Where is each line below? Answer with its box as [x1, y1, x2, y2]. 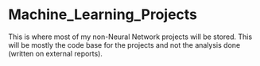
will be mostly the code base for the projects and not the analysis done [8, 40, 241, 49]
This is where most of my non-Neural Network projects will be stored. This [8, 32, 253, 41]
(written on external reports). [8, 49, 103, 58]
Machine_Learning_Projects [8, 6, 197, 24]
